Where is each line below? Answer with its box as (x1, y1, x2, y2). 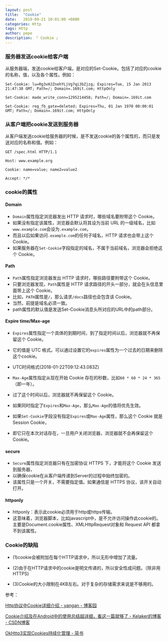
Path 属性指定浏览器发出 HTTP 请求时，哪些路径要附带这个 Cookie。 (12, 275, 153, 281)
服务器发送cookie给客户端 (5, 53, 69, 60)
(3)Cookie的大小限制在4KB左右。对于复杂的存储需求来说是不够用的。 (12, 581, 156, 587)
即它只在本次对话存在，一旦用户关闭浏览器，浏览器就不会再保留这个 (12, 430, 153, 436)
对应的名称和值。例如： (9, 140, 58, 146)
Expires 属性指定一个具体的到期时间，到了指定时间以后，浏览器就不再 (12, 330, 156, 336)
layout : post (5, 7, 33, 13)
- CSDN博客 (5, 619, 30, 625)
